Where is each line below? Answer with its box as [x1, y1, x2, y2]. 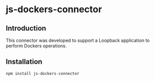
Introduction [6, 24, 47, 33]
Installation [6, 58, 42, 66]
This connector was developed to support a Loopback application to [6, 37, 150, 43]
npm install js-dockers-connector [6, 71, 80, 76]
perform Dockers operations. [6, 43, 67, 49]
